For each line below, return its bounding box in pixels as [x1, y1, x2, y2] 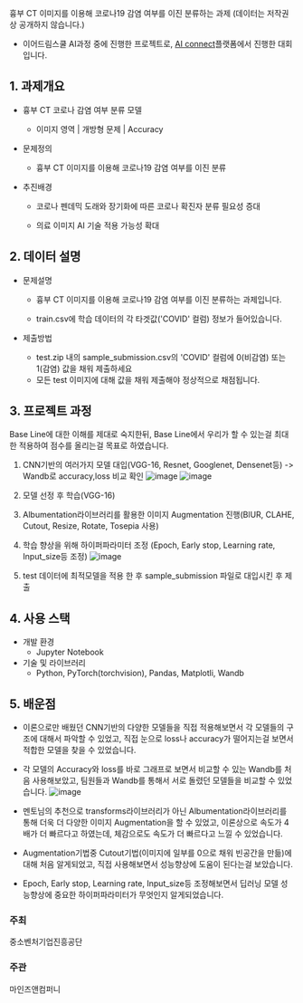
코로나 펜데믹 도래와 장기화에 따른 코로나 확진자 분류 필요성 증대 [35, 200, 260, 211]
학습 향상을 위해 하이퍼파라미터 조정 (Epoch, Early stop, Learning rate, [22, 540, 276, 550]
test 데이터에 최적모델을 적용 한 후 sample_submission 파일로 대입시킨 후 [22, 570, 283, 581]
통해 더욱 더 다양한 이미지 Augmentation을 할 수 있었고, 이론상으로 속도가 [22, 817, 282, 828]
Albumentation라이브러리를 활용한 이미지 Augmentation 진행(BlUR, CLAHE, [22, 510, 295, 521]
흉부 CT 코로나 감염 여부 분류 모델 [22, 104, 143, 115]
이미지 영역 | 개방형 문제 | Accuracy [35, 123, 164, 134]
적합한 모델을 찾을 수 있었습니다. [22, 745, 137, 756]
